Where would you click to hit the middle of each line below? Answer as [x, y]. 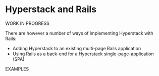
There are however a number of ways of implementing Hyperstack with [79, 33]
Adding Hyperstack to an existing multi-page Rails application [77, 48]
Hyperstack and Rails [51, 9]
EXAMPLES [17, 69]
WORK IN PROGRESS [27, 23]
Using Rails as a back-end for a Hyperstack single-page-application [83, 54]
